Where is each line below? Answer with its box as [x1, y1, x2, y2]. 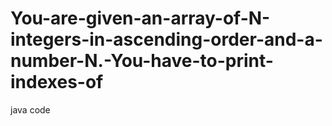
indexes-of [10, 71, 104, 94]
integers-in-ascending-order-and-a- [10, 28, 323, 51]
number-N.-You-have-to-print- [10, 50, 274, 72]
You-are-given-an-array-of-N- [10, 7, 271, 30]
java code [10, 103, 51, 116]
